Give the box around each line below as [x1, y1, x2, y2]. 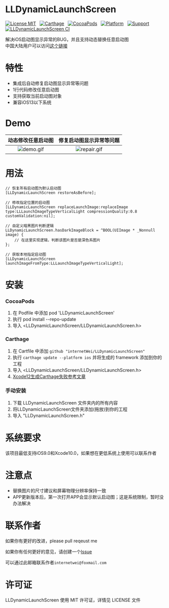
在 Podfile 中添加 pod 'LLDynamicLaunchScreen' [12, 310, 115, 316]
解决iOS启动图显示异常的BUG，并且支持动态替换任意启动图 [5, 36, 129, 42]
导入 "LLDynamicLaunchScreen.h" [12, 412, 85, 418]
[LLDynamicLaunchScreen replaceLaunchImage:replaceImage [5, 205, 128, 210]
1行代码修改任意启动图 [12, 86, 59, 93]
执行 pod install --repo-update [12, 316, 76, 323]
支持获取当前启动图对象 [12, 93, 62, 99]
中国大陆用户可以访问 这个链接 [5, 42, 67, 49]
